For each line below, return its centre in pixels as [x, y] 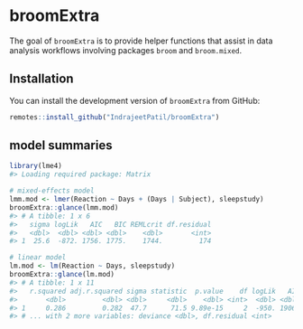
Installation [41, 79]
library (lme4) [36, 166]
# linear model [38, 258]
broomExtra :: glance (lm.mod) [62, 275]
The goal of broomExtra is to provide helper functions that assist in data [141, 41]
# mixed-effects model [52, 191]
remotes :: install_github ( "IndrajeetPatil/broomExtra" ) [115, 117]
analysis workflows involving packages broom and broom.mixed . [126, 50]
